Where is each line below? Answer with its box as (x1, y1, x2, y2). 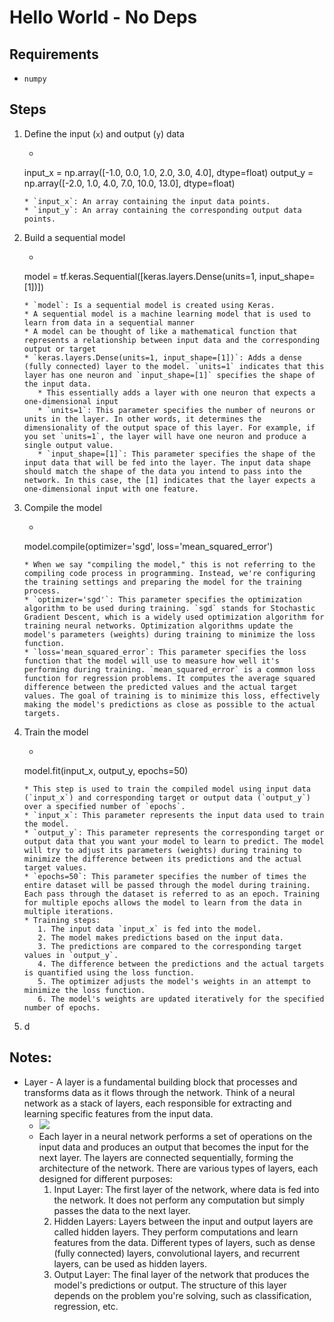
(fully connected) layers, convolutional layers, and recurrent (53, 1247, 301, 1259)
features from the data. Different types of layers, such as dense (53, 1236, 316, 1248)
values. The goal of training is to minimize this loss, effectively (23, 691, 321, 701)
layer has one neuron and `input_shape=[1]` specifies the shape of (23, 370, 316, 380)
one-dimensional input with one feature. (23, 484, 199, 494)
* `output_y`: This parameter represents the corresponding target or (23, 827, 325, 838)
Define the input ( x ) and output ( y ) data (23, 127, 185, 140)
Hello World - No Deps (9, 6, 198, 29)
